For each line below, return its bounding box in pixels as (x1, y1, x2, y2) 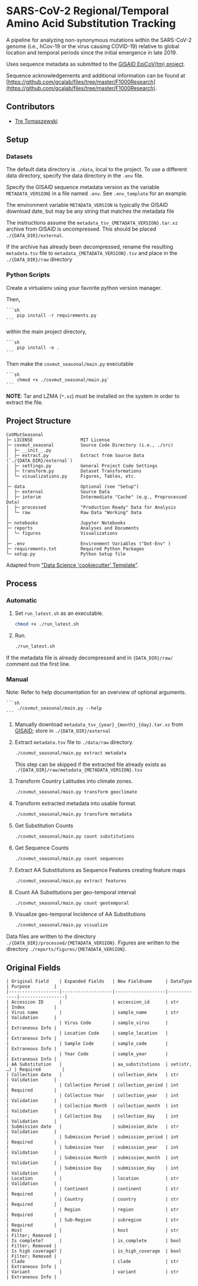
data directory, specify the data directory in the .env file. (6, 172, 144, 179)
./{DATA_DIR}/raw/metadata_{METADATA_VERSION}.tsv (14, 767, 143, 773)
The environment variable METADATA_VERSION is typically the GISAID (6, 202, 168, 209)
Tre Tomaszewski (14, 117, 58, 125)
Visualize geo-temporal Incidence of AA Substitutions (14, 911, 146, 918)
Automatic (6, 596, 37, 604)
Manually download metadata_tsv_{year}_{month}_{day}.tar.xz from (14, 721, 184, 728)
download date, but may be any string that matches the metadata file (6, 208, 175, 215)
